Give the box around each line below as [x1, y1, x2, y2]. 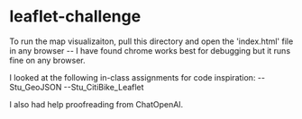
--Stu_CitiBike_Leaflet [63, 81, 144, 92]
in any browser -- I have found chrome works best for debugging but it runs [9, 45, 291, 55]
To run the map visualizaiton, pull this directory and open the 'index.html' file [9, 36, 294, 47]
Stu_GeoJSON [9, 81, 62, 92]
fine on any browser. [9, 55, 86, 65]
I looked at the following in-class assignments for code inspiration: [9, 72, 256, 82]
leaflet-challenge [9, 6, 142, 27]
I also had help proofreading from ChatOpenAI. [9, 98, 184, 109]
